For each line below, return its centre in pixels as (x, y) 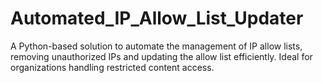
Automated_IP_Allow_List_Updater (157, 18)
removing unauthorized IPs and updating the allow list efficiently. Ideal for (161, 56)
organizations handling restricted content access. (112, 67)
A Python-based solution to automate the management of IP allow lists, (156, 46)
